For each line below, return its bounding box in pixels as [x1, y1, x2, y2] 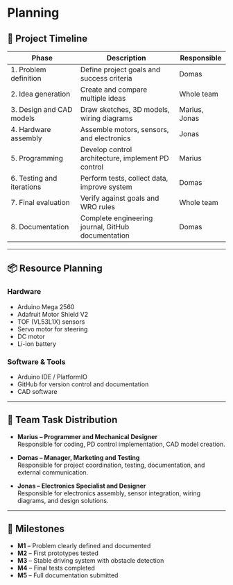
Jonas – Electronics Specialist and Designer [17, 481, 146, 490]
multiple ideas [80, 94, 126, 103]
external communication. [17, 468, 89, 477]
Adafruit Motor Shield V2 [17, 310, 89, 318]
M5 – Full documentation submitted [17, 571, 119, 579]
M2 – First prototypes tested [17, 549, 99, 557]
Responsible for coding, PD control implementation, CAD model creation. [17, 440, 225, 448]
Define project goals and [80, 65, 161, 74]
